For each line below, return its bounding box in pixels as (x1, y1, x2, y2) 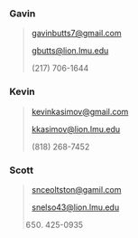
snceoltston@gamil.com (31, 184, 122, 195)
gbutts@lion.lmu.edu (31, 45, 109, 56)
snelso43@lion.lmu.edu (31, 202, 120, 213)
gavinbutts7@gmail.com (31, 28, 122, 39)
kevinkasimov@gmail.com (31, 106, 129, 117)
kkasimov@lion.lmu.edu (31, 123, 121, 134)
